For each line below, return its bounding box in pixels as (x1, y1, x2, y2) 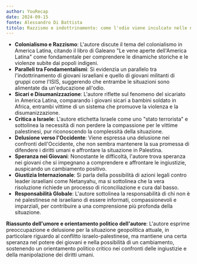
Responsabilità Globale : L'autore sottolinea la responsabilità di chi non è (14, 190, 191, 197)
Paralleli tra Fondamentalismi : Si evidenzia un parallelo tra (14, 66, 157, 73)
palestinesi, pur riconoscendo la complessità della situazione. (14, 128, 164, 135)
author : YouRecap (6, 8, 49, 15)
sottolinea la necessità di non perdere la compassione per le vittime (14, 122, 178, 129)
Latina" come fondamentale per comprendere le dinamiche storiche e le (14, 53, 189, 60)
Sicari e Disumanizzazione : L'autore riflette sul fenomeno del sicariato (14, 91, 186, 98)
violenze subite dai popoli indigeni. (14, 60, 98, 67)
